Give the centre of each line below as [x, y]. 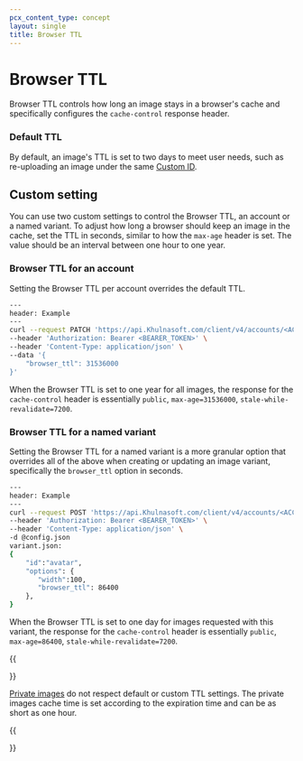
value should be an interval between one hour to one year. [118, 246]
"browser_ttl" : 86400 [78, 588]
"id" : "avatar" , [54, 562]
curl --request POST [48, 512]
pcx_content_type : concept [60, 18]
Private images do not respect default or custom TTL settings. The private [147, 694]
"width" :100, [62, 580]
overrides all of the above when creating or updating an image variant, [140, 460]
